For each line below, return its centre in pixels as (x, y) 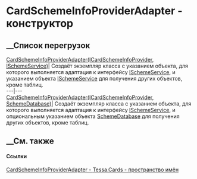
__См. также (30, 141)
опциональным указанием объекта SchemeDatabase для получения (93, 116)
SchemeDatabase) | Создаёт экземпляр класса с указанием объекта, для (99, 104)
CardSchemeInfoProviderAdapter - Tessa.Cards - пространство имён (93, 170)
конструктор (40, 23)
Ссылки (17, 156)
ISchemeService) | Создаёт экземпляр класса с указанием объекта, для (97, 66)
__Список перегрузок (48, 45)
